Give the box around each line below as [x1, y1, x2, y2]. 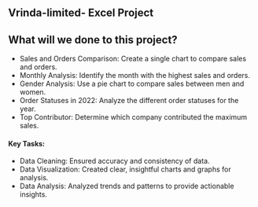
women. [19, 87, 46, 97]
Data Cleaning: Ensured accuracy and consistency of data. [19, 157, 210, 166]
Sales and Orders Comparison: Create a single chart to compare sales [19, 54, 246, 64]
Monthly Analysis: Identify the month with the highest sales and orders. [19, 71, 250, 80]
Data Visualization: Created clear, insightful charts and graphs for [19, 164, 231, 174]
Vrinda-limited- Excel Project [8, 6, 154, 20]
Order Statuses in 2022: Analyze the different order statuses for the [19, 96, 239, 105]
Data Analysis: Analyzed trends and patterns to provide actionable [19, 181, 234, 191]
